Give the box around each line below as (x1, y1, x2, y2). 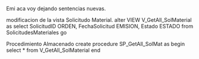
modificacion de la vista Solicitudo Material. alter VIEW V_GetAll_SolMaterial (6, 17, 192, 23)
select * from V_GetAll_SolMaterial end (6, 47, 101, 54)
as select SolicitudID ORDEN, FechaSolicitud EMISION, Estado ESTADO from (6, 23, 194, 29)
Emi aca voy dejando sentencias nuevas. (6, 5, 106, 12)
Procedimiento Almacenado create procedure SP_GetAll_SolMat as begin (6, 41, 185, 47)
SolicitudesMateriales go (6, 29, 67, 36)
